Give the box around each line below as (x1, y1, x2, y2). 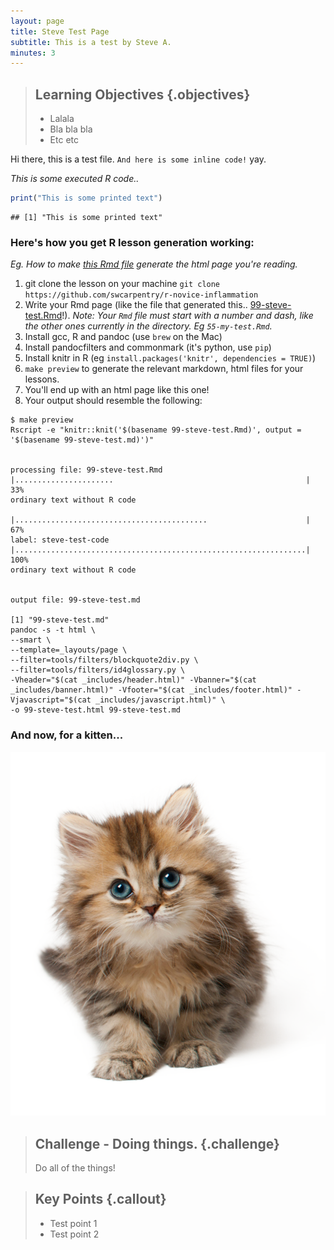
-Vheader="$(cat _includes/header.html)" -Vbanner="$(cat (10, 675, 257, 685)
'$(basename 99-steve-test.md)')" (10, 435, 155, 445)
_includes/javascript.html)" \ (95, 695, 226, 705)
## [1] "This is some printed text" (10, 212, 163, 222)
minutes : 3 (10, 48, 56, 58)
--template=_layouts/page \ (10, 645, 128, 655)
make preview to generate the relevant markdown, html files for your (24, 363, 304, 375)
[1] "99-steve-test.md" (10, 615, 110, 625)
